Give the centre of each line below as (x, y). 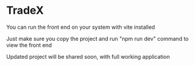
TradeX (25, 10)
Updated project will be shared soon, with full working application (88, 56)
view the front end (29, 45)
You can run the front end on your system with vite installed (81, 27)
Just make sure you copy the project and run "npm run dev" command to (97, 38)
